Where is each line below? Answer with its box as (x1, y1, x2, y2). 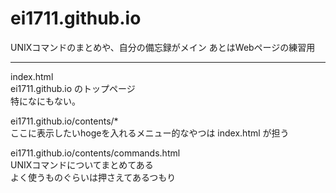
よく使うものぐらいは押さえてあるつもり (10, 171, 177, 183)
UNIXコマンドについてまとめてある (10, 158, 154, 171)
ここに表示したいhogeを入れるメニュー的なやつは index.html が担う (10, 127, 290, 139)
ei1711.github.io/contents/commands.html (10, 147, 181, 159)
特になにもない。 (10, 95, 81, 107)
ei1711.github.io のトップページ (10, 82, 136, 94)
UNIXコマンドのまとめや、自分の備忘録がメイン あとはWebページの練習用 (10, 41, 316, 53)
